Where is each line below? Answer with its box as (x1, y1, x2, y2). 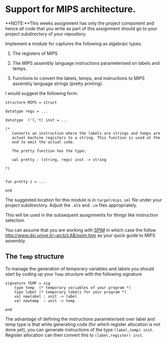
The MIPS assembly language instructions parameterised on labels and (12, 60, 160, 66)
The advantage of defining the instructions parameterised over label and (5, 316, 155, 322)
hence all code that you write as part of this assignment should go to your (5, 25, 158, 31)
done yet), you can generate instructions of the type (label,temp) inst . (5, 326, 154, 332)
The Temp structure (5, 252, 64, 261)
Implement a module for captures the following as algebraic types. (5, 40, 142, 46)
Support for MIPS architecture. (5, 4, 136, 15)
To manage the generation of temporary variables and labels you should (5, 266, 154, 272)
